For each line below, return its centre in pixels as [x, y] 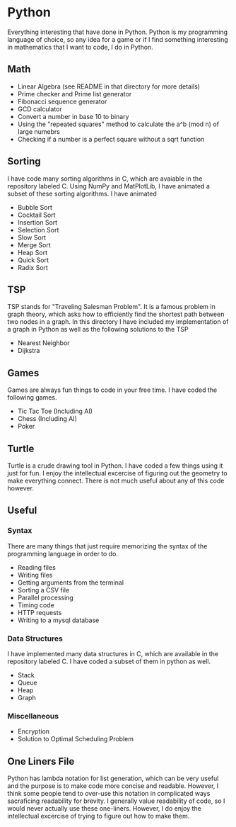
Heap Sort [33, 252]
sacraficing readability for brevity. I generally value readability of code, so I [116, 801]
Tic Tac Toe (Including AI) [55, 411]
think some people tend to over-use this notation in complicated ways [109, 794]
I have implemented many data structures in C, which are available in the [113, 653]
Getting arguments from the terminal [71, 583]
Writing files [35, 575]
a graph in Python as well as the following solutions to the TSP [98, 330]
